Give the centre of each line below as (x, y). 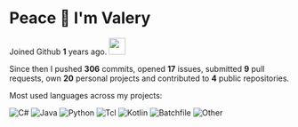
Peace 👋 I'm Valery (80, 18)
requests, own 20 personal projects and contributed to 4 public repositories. (149, 78)
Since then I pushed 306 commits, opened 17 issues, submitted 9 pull (137, 68)
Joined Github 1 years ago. (58, 52)
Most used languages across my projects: (86, 95)
